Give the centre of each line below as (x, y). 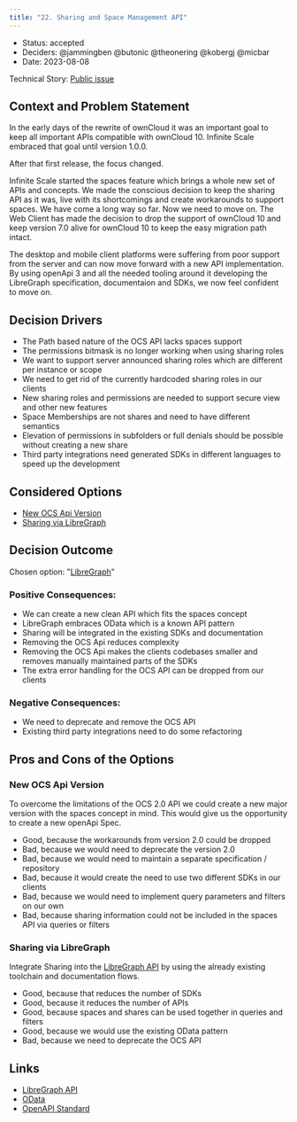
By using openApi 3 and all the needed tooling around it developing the (138, 273)
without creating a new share (75, 445)
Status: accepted (53, 43)
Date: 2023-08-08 (56, 61)
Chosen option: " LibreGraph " (62, 572)
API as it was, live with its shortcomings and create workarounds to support (147, 199)
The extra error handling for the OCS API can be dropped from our (143, 671)
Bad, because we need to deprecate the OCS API (111, 1040)
